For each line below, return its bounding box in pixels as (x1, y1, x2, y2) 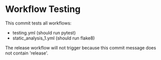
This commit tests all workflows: (5, 20, 71, 26)
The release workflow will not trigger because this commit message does (5, 44, 156, 50)
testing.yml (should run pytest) (12, 29, 76, 35)
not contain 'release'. (5, 50, 48, 56)
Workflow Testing (5, 3, 81, 15)
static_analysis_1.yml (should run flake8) (12, 35, 95, 41)
